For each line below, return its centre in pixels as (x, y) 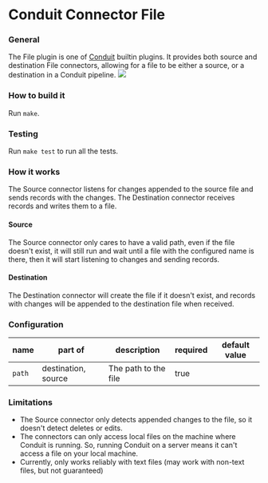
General (24, 40)
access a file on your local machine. (79, 453)
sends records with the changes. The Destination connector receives (122, 198)
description (138, 350)
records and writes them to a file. (63, 206)
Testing (23, 133)
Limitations (31, 402)
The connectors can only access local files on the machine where (128, 437)
